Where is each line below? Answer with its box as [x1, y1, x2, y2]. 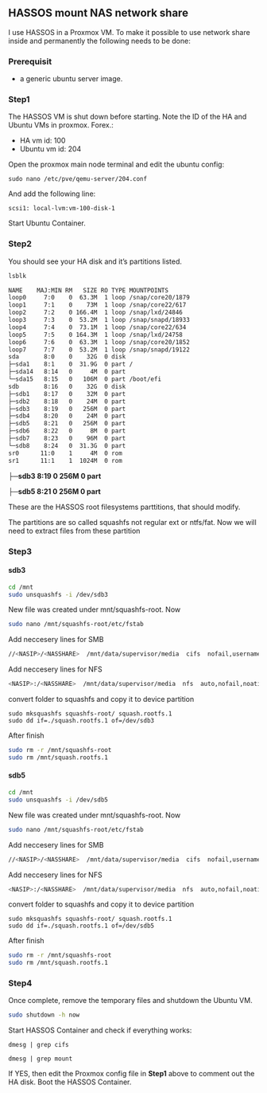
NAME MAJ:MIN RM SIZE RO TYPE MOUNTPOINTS [8, 286, 169, 294]
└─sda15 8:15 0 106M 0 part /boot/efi [8, 375, 161, 383]
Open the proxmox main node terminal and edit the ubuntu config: [8, 159, 225, 170]
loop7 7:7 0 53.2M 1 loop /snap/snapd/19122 [8, 346, 191, 354]
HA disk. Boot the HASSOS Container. [8, 1077, 132, 1087]
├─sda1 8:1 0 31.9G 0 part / [8, 360, 133, 369]
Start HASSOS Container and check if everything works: [8, 1025, 192, 1035]
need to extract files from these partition [8, 526, 141, 535]
